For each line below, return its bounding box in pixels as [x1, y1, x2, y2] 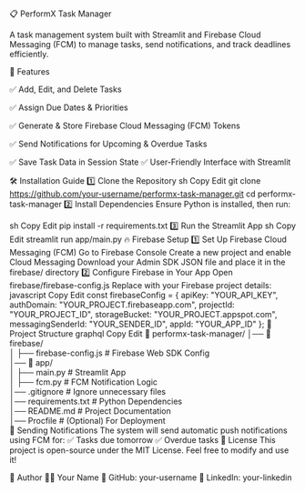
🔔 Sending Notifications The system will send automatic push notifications [9, 425, 289, 436]
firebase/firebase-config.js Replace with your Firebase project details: [9, 280, 272, 290]
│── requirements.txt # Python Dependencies [9, 396, 183, 407]
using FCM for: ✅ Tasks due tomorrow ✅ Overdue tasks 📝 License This [9, 435, 276, 445]
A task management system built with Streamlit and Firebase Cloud [9, 29, 261, 40]
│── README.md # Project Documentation [9, 406, 171, 417]
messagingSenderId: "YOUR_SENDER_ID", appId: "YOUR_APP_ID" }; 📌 [9, 318, 272, 329]
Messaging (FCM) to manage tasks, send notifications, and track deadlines [9, 39, 291, 49]
